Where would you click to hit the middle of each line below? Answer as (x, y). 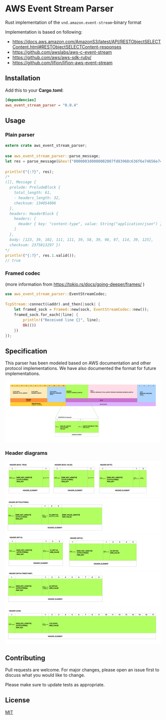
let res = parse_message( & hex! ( (38, 161)
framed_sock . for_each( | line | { (46, 315)
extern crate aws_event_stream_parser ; (46, 146)
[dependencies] (21, 100)
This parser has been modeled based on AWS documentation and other (78, 363)
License (18, 700)
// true (13, 261)
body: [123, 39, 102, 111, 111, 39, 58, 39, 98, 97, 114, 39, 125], (82, 240)
